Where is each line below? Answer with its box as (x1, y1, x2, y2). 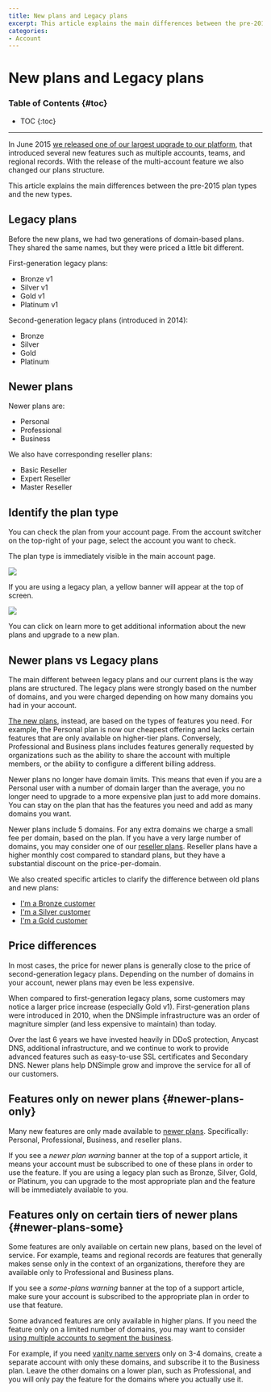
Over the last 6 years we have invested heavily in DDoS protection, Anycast (8, 1034, 259, 1044)
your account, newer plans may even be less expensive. (8, 977, 195, 987)
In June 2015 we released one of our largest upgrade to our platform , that (8, 139, 252, 149)
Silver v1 (19, 282, 48, 292)
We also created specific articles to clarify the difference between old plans (8, 874, 260, 884)
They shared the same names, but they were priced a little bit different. (8, 243, 244, 252)
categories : (8, 27, 48, 35)
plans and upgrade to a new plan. (8, 630, 119, 640)
